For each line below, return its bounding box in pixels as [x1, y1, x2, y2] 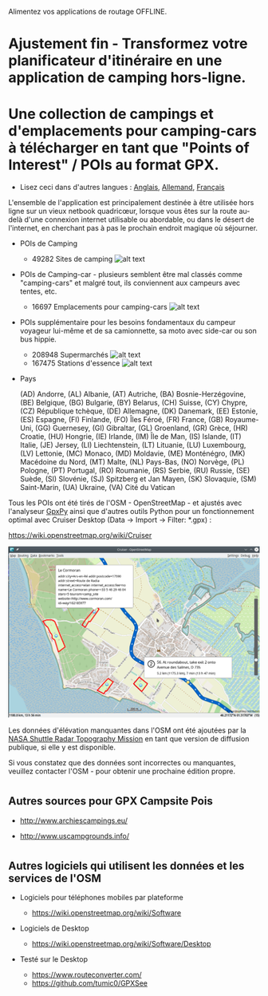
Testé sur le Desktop [19, 955, 88, 964]
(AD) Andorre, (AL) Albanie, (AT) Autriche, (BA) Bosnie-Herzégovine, [19, 389, 246, 399]
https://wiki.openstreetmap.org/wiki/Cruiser [8, 531, 152, 540]
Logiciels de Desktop [19, 923, 89, 933]
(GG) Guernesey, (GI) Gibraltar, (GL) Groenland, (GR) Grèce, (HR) [34, 423, 249, 433]
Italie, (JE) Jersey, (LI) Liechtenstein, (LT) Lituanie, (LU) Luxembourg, [19, 441, 246, 450]
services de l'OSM [8, 871, 102, 885]
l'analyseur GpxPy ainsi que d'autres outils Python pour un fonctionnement [8, 507, 254, 516]
